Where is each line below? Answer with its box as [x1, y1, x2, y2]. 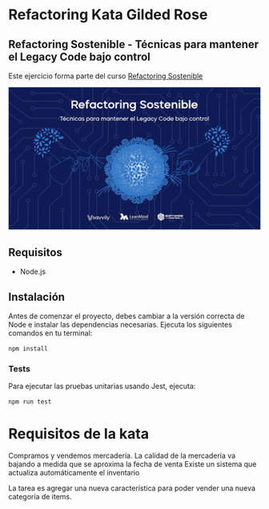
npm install [8, 345, 48, 353]
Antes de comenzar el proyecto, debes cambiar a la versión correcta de [8, 311, 245, 321]
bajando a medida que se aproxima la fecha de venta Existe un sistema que [8, 459, 257, 469]
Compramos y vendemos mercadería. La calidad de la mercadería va [8, 451, 236, 461]
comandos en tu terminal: [8, 328, 93, 338]
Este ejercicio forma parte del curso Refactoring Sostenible [8, 71, 203, 81]
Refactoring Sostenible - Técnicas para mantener [8, 38, 259, 51]
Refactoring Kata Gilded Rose [8, 6, 208, 24]
